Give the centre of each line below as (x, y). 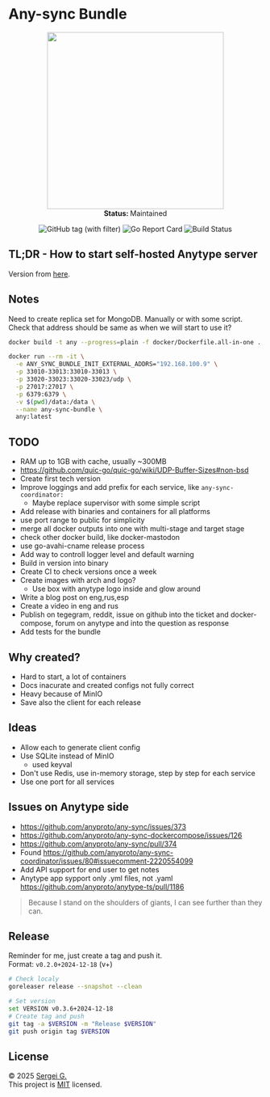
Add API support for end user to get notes (89, 869)
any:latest (34, 417)
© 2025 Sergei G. (37, 1076)
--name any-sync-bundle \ (59, 409)
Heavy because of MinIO (61, 694)
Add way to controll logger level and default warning (107, 555)
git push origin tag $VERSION (59, 1032)
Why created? (44, 657)
